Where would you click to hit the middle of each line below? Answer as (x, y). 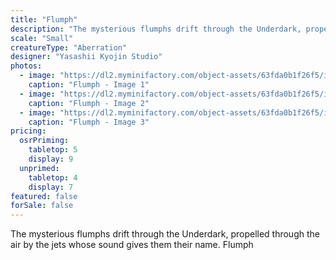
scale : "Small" (42, 38)
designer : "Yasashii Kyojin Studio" (86, 57)
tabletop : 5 (53, 150)
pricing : (28, 131)
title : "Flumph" (44, 19)
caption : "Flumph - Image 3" (89, 122)
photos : (26, 66)
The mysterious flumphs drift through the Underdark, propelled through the (165, 234)
